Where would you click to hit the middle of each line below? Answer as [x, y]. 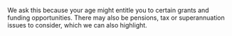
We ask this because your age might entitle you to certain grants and [108, 10]
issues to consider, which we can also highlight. [77, 25]
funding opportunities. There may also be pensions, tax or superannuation [116, 18]
